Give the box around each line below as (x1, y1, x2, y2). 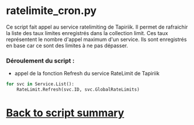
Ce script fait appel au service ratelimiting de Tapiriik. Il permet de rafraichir (6, 23, 188, 30)
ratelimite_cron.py (6, 4, 97, 18)
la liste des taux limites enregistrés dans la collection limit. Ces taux (6, 29, 168, 36)
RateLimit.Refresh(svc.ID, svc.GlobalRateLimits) (16, 86, 140, 93)
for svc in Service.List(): (6, 81, 75, 87)
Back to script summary (6, 106, 124, 120)
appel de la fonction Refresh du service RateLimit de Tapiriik (14, 70, 160, 77)
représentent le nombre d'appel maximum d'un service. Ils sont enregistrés (6, 36, 187, 43)
